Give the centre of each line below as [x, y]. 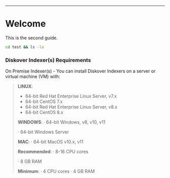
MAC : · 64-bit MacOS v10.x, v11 [50, 142]
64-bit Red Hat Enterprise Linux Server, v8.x [71, 107]
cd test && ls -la [25, 47]
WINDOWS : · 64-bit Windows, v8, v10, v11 [61, 122]
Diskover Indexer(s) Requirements [48, 60]
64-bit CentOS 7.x [44, 101]
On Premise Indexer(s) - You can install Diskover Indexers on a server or [80, 71]
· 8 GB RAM [30, 162]
